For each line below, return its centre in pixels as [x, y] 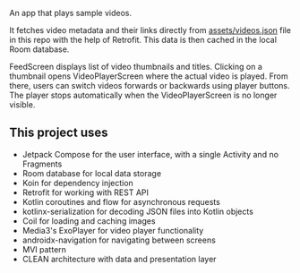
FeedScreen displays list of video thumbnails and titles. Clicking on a [136, 67]
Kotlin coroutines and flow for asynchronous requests [121, 201]
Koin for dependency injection [78, 183]
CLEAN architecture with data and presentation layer [119, 259]
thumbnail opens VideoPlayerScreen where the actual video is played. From [149, 76]
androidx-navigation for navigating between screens [119, 240]
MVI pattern [44, 249]
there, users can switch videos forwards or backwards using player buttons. [150, 85]
